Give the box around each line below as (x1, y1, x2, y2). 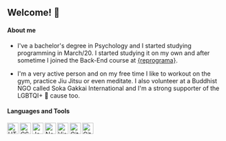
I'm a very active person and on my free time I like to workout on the (17, 69, 212, 78)
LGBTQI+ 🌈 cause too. (17, 91, 81, 100)
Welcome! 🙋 (7, 7, 60, 19)
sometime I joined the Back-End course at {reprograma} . (17, 56, 178, 64)
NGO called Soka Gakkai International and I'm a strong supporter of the (17, 84, 220, 92)
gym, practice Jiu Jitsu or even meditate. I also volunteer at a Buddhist (17, 76, 218, 85)
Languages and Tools (7, 107, 70, 116)
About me (7, 25, 37, 34)
